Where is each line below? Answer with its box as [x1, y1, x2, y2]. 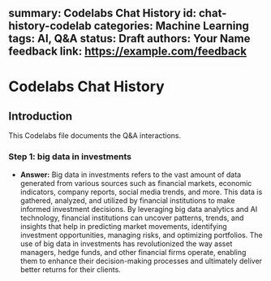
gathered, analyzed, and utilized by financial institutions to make [19, 195, 235, 205]
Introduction [8, 109, 73, 123]
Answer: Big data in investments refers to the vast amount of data [19, 170, 242, 179]
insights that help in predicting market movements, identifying [19, 221, 227, 231]
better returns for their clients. [19, 264, 122, 275]
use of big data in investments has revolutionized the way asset [19, 239, 233, 249]
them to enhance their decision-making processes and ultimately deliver [19, 256, 262, 266]
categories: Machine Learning [93, 19, 249, 33]
